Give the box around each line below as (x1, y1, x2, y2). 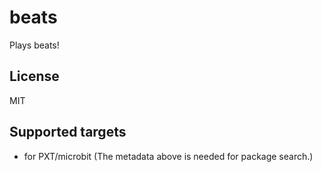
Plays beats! (9, 39, 60, 51)
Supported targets (9, 124, 127, 141)
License (9, 68, 60, 85)
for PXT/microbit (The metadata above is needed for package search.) (23, 150, 314, 162)
